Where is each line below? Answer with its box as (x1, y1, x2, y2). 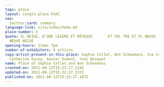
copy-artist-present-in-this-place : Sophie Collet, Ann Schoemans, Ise (5, 52, 154, 57)
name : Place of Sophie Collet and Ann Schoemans (5, 61, 106, 66)
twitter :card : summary (9, 20, 56, 26)
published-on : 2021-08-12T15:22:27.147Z (5, 74, 89, 79)
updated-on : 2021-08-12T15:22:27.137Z (5, 70, 84, 75)
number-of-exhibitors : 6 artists (5, 47, 73, 52)
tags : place (5, 7, 29, 12)
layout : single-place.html (5, 12, 60, 16)
